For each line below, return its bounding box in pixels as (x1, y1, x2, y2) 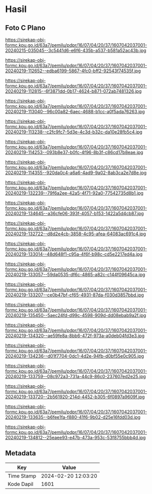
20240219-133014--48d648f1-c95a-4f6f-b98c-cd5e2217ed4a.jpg (5, 251, 143, 257)
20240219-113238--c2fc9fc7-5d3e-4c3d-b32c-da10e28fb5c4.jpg (5, 129, 142, 135)
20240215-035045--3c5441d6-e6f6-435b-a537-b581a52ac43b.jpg (5, 48, 146, 53)
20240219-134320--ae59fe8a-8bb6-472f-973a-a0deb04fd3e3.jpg (5, 333, 144, 339)
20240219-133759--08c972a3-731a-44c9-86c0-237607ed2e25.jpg (5, 374, 146, 379)
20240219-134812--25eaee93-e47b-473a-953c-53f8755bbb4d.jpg (5, 435, 146, 440)
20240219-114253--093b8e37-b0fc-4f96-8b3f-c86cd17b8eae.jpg (5, 149, 143, 155)
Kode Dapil (8, 480, 34, 487)
